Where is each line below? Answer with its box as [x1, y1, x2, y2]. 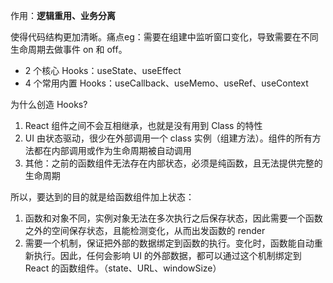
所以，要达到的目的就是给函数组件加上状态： [10, 191, 195, 203]
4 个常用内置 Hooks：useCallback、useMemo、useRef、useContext [24, 77, 309, 89]
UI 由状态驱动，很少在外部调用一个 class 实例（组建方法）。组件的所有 [24, 132, 313, 144]
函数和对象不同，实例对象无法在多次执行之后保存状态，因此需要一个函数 [24, 212, 323, 224]
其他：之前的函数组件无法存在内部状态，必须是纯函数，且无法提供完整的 [24, 157, 323, 169]
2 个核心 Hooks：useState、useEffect [24, 65, 182, 76]
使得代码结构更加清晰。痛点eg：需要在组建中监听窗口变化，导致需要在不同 [10, 31, 319, 43]
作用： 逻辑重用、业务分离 [10, 10, 116, 21]
